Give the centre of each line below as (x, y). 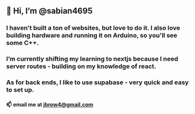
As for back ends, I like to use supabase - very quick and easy (97, 82)
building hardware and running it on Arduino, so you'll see (92, 35)
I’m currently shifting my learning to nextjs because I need (92, 59)
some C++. (23, 43)
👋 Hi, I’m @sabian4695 (49, 11)
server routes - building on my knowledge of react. (81, 66)
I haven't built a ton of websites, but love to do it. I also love (93, 28)
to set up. (20, 90)
